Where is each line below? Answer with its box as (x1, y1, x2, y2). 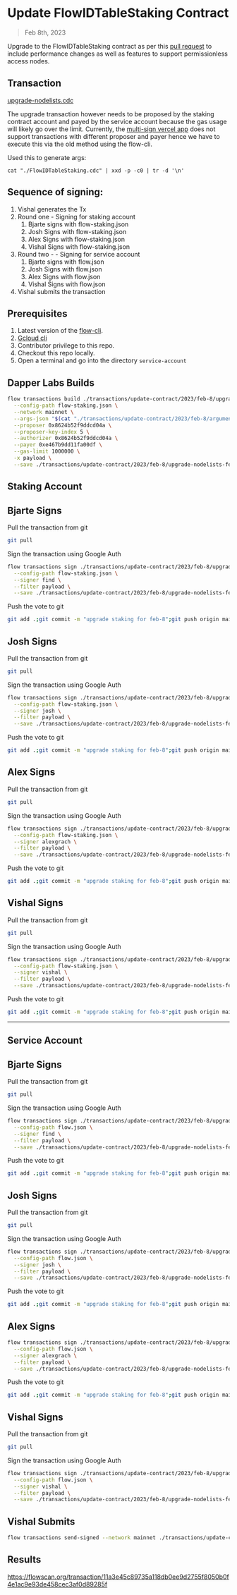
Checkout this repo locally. (17, 349, 95, 357)
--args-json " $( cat (13, 415, 71, 422)
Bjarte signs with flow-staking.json (28, 220, 129, 228)
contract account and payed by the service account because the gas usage (7, 117, 227, 126)
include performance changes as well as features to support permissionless (7, 49, 228, 58)
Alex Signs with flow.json (28, 272, 101, 281)
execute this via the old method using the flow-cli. (7, 140, 153, 148)
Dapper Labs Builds (7, 377, 95, 389)
